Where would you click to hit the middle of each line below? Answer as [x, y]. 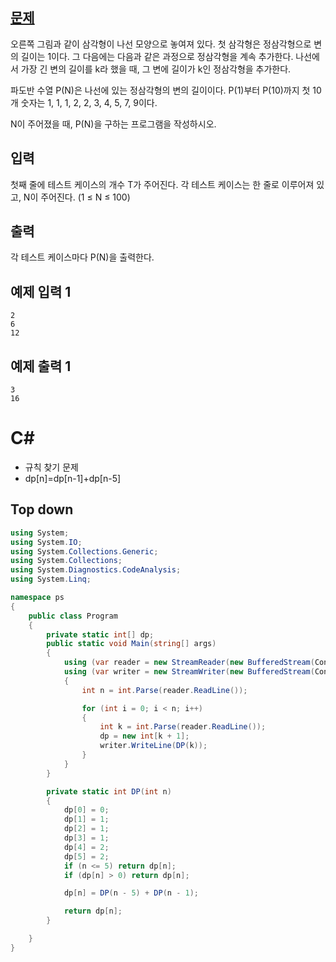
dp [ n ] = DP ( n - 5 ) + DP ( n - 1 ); [131, 893]
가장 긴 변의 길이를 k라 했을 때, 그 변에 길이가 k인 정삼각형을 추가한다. [156, 69]
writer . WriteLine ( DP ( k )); [153, 746]
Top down [42, 509]
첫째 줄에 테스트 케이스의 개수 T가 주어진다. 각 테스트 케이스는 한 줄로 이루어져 [162, 184]
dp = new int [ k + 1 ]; [144, 736]
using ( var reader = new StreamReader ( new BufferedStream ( [189, 663]
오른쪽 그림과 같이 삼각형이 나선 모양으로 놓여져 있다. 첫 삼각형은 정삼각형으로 [161, 44]
